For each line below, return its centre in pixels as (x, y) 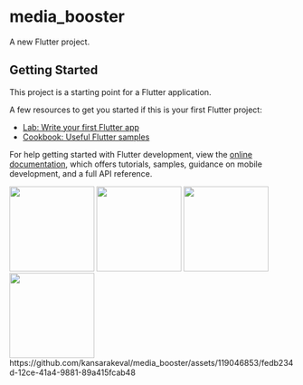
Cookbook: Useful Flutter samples (86, 137)
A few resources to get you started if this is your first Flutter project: (136, 110)
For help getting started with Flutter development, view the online (131, 154)
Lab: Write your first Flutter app (81, 127)
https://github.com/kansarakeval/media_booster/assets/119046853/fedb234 (151, 362)
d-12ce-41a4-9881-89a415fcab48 (72, 372)
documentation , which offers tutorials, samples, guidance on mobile (136, 164)
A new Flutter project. (50, 42)
